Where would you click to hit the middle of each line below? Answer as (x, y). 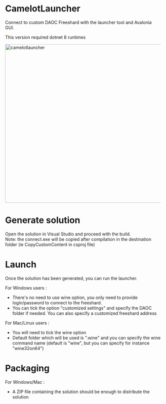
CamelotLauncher (43, 9)
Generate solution (43, 220)
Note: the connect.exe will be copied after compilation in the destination (78, 239)
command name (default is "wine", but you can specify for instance (81, 343)
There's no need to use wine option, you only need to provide (75, 297)
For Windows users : (26, 288)
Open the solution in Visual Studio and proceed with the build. (68, 234)
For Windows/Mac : (25, 382)
